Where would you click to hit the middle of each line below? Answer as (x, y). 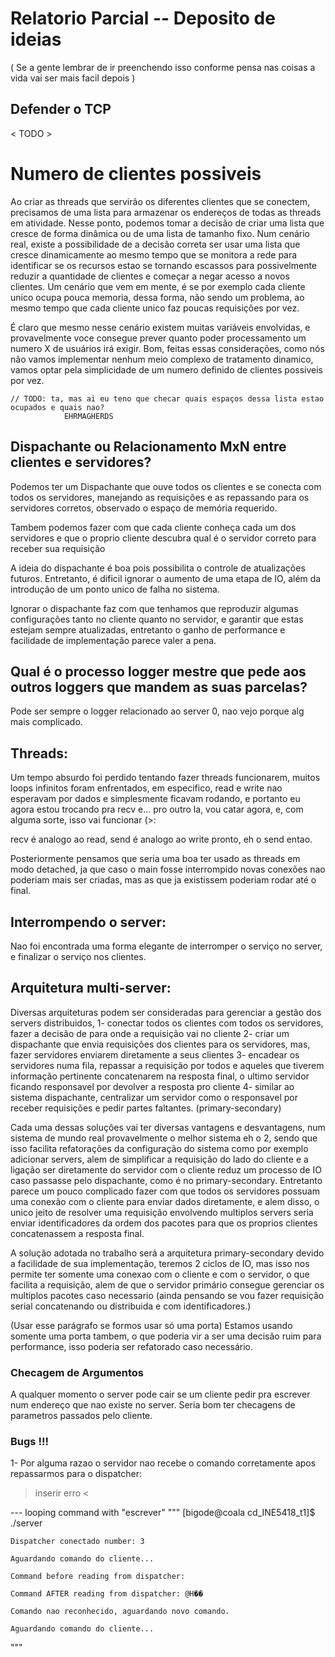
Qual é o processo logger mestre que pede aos (158, 671)
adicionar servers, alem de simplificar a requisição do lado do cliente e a (159, 1159)
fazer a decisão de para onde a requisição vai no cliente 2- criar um (150, 1033)
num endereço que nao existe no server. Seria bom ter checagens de (153, 1405)
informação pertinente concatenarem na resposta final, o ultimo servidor (160, 1076)
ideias (36, 39)
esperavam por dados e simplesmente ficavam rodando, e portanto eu (155, 799)
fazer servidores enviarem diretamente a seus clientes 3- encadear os (155, 1054)
